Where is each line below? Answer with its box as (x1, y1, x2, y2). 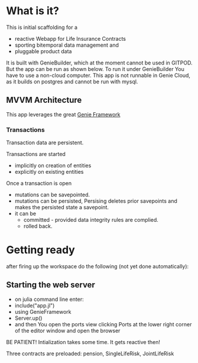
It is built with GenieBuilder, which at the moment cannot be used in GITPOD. (6, 59, 193, 66)
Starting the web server (6, 280, 96, 290)
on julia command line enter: (14, 296, 84, 303)
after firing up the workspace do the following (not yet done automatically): (6, 262, 189, 270)
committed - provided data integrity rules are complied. (23, 216, 158, 223)
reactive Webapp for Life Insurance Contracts (14, 35, 126, 42)
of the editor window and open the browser (14, 327, 121, 334)
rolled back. (23, 223, 53, 230)
